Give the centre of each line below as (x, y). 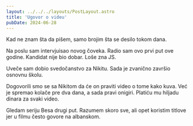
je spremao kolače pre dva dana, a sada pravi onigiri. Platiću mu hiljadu (92, 93)
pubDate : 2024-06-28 (32, 22)
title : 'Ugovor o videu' (37, 17)
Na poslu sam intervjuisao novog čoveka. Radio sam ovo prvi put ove (90, 51)
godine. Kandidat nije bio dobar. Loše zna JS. (61, 57)
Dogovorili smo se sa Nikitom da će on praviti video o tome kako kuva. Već (97, 86)
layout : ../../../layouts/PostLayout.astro (60, 12)
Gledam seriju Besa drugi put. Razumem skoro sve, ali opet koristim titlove (96, 111)
